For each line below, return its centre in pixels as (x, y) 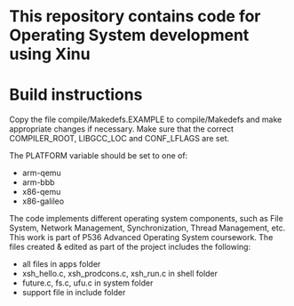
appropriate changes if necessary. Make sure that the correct (121, 129)
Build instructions (76, 95)
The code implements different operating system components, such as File (147, 219)
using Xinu (50, 54)
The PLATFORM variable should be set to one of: (99, 156)
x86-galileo (43, 201)
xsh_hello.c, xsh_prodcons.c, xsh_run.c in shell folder (120, 274)
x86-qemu (41, 192)
